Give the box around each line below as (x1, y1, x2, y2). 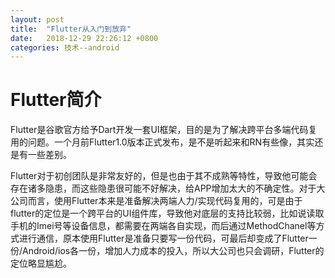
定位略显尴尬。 (10, 257, 72, 270)
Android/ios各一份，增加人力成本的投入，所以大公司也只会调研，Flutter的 (22, 245, 325, 257)
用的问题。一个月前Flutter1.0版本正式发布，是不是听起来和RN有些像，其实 (10, 136, 315, 148)
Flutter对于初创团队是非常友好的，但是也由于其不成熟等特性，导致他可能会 (10, 170, 318, 182)
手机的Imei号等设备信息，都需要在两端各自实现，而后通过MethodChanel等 (10, 220, 317, 232)
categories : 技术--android (10, 42, 120, 53)
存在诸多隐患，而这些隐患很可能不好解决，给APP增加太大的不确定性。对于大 (10, 182, 326, 195)
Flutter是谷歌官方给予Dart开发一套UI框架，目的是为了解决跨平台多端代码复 (10, 124, 318, 136)
